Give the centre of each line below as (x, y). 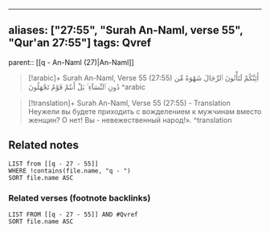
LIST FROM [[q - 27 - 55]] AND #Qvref (73, 214)
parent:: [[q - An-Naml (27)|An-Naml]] (71, 62)
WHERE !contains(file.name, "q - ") (70, 171)
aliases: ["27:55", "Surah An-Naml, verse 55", (126, 30)
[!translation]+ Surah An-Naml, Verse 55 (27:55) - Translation (129, 103)
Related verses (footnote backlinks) (80, 197)
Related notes (43, 145)
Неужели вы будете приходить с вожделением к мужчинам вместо (145, 111)
